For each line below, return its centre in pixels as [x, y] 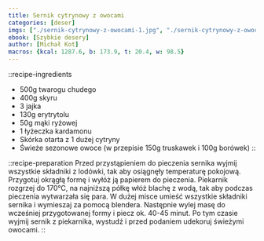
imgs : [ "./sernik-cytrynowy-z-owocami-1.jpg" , [86, 30]
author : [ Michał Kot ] [44, 45]
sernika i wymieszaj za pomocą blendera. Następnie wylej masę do [117, 204]
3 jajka [30, 106]
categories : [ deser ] [42, 23]
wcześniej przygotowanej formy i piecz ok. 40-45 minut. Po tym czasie [123, 213]
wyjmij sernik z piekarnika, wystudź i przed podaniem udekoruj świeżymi [126, 221]
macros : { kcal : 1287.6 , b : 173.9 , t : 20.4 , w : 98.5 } [96, 52]
